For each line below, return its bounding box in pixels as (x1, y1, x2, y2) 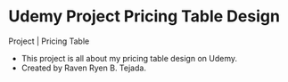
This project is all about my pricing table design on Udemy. (21, 53, 238, 63)
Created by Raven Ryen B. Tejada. (21, 62, 146, 73)
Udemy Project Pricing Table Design (8, 6, 280, 27)
